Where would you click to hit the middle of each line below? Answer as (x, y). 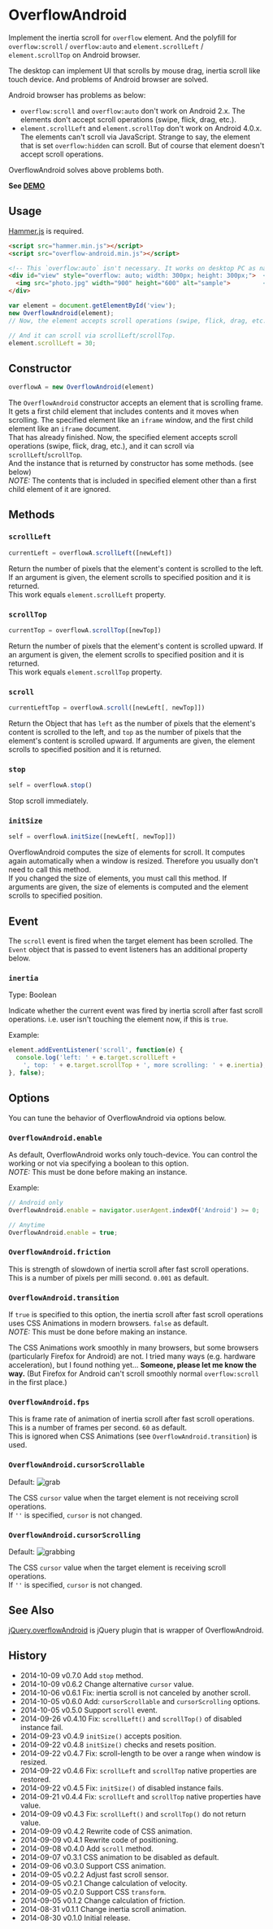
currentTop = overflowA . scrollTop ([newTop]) (85, 630)
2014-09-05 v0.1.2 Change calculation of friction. (102, 1900)
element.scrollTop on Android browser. (74, 55)
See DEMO (27, 186)
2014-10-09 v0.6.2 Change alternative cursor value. (107, 1684)
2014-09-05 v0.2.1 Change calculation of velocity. (104, 1883)
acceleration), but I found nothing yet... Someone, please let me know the (133, 1365)
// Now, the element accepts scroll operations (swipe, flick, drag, (129, 321)
